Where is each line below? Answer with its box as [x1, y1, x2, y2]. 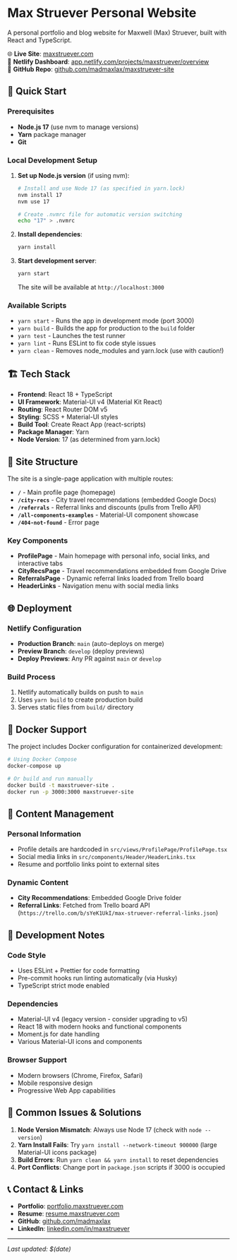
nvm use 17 [17, 198, 50, 205]
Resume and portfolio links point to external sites [17, 860, 160, 869]
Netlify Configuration [7, 623, 82, 633]
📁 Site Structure [7, 455, 78, 467]
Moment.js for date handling [17, 1030, 100, 1038]
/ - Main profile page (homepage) [17, 488, 116, 496]
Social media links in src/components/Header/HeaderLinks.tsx [17, 853, 196, 861]
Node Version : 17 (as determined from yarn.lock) [17, 436, 161, 444]
